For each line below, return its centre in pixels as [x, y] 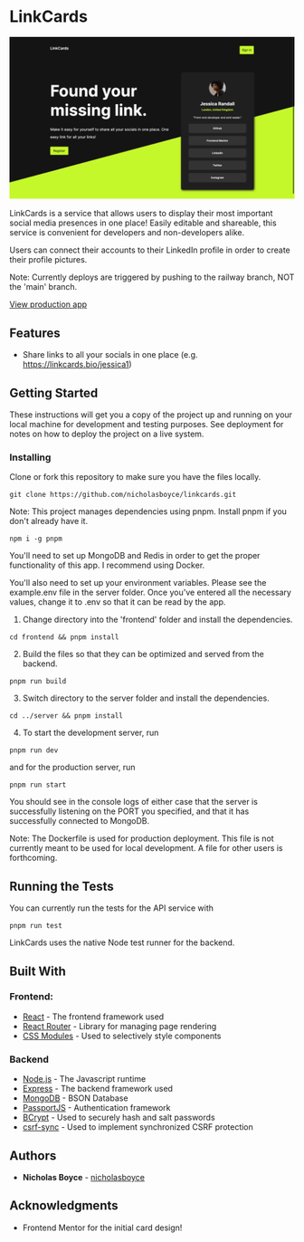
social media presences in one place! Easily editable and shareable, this [143, 223]
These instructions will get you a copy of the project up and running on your [151, 415]
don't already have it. [49, 521]
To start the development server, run [90, 733]
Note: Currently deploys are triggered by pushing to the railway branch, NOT [152, 277]
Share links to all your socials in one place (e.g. [110, 355]
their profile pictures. [48, 260]
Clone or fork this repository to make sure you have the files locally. [135, 477]
